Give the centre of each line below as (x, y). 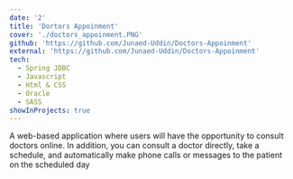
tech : (19, 60)
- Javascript (42, 77)
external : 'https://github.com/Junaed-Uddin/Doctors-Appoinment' (134, 52)
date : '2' (28, 18)
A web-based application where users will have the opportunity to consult (146, 136)
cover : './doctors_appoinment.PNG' (76, 34)
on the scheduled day (50, 165)
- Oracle (34, 93)
